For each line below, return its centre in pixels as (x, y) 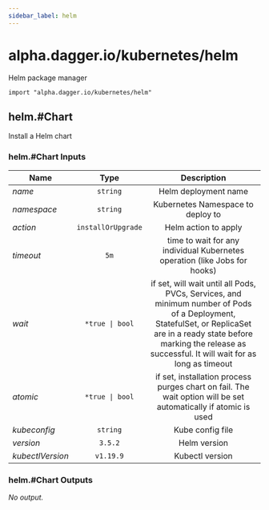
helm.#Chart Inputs (47, 157)
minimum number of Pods (203, 303)
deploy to (203, 214)
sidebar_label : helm (43, 16)
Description (203, 177)
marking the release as (203, 343)
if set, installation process (203, 376)
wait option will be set (204, 396)
